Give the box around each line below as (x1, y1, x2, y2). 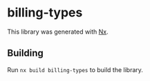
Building (7, 47, 44, 59)
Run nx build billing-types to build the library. (7, 65, 144, 73)
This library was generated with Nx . (7, 27, 109, 36)
